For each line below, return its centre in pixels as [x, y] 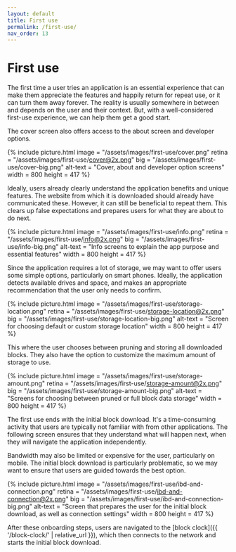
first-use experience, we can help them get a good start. [89, 117]
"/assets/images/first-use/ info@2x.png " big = [74, 239]
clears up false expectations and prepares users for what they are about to [115, 211]
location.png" [27, 312]
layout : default [31, 14]
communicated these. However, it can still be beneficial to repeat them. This [117, 203]
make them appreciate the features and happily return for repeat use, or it [114, 95]
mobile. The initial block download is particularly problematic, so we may [112, 463]
